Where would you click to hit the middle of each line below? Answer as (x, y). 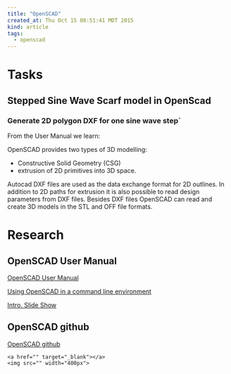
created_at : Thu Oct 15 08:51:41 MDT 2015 (70, 20)
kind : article (28, 27)
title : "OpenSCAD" (34, 14)
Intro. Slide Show (32, 305)
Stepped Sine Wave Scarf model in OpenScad (109, 100)
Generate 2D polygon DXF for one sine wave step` (94, 120)
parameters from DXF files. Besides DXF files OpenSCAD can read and (110, 199)
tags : (15, 33)
